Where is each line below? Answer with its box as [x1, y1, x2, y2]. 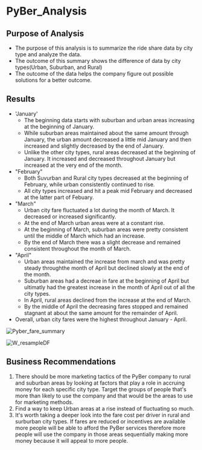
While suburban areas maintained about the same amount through [24, 129, 189, 137]
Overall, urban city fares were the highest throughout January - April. [14, 316, 188, 323]
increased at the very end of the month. [24, 161, 123, 169]
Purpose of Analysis [6, 28, 84, 39]
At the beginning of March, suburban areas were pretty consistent [24, 226, 189, 233]
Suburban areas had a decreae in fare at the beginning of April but [24, 277, 189, 284]
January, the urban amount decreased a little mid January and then [24, 135, 192, 143]
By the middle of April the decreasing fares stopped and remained [24, 302, 188, 310]
